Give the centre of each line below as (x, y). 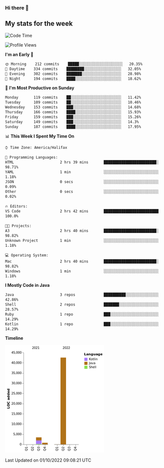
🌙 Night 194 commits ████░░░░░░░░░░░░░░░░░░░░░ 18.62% (73, 79)
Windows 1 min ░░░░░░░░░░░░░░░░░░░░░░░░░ (82, 271)
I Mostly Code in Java (27, 285)
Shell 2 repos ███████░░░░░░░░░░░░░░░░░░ (82, 304)
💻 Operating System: (27, 255)
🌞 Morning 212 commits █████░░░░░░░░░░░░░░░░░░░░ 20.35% (74, 64)
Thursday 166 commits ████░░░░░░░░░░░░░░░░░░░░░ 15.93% (73, 112)
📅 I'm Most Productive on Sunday (40, 88)
